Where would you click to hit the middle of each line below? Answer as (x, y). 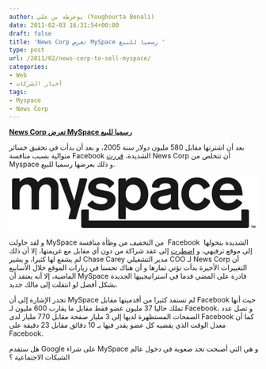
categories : (28, 67)
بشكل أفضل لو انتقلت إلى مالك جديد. (63, 284)
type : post (27, 50)
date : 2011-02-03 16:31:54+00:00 (64, 25)
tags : (18, 92)
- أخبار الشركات (36, 83)
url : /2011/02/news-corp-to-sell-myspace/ (80, 59)
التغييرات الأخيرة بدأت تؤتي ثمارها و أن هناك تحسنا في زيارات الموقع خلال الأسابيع (128, 267)
